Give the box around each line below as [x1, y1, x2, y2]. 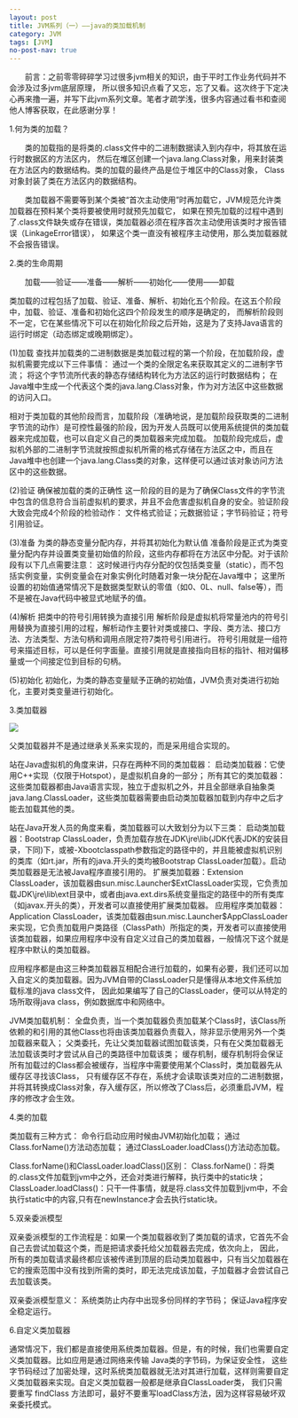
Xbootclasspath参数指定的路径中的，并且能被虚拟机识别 [77, 845, 283, 855]
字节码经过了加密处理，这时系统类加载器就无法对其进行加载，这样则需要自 [9, 1366, 281, 1376]
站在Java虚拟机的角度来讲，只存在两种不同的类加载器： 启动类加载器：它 [9, 760, 278, 770]
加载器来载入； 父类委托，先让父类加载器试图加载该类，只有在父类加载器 [9, 1037, 276, 1048]
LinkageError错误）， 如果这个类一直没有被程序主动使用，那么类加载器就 [24, 228, 288, 239]
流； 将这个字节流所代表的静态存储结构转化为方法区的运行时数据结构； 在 [9, 370, 278, 381]
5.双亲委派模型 [9, 1213, 63, 1224]
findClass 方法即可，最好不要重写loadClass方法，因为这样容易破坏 [34, 1388, 278, 1398]
